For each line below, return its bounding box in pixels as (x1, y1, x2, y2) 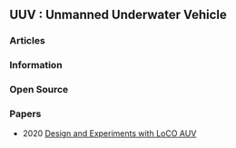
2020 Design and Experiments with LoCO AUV (22, 128, 197, 139)
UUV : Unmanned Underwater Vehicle (9, 7, 227, 23)
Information (9, 59, 63, 72)
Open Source (9, 84, 69, 96)
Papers (9, 108, 42, 121)
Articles (9, 35, 45, 47)
